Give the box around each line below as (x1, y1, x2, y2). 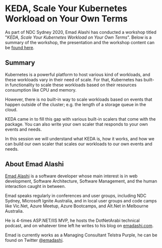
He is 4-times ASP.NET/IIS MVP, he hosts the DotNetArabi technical (5, 217, 140, 223)
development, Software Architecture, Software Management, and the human (5, 178, 157, 184)
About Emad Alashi (5, 160, 64, 169)
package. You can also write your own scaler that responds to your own (5, 121, 148, 127)
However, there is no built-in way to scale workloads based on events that (5, 96, 152, 102)
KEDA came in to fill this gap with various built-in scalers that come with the (5, 116, 156, 122)
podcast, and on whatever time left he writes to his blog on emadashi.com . (5, 222, 154, 228)
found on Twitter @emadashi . (5, 237, 64, 243)
